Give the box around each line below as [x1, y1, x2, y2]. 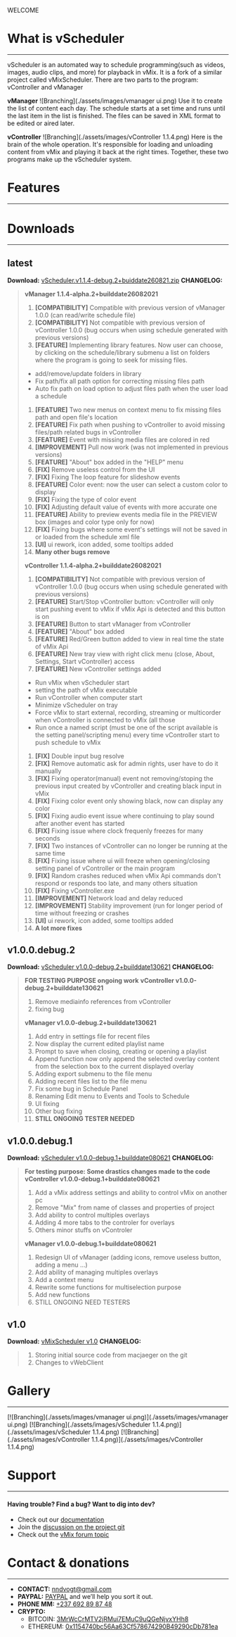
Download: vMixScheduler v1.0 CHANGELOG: [7, 1337, 142, 1346]
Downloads [7, 221, 75, 237]
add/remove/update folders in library [34, 369, 142, 377]
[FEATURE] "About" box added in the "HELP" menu [34, 458, 184, 466]
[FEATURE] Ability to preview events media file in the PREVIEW [34, 510, 218, 518]
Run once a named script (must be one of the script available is [34, 723, 218, 732]
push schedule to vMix [34, 738, 101, 746]
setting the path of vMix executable [34, 686, 138, 694]
